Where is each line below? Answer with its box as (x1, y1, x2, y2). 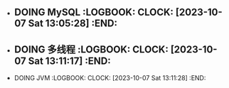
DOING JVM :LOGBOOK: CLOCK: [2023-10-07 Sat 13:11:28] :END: (14, 74, 206, 82)
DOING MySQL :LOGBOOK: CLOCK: (14, 6, 174, 18)
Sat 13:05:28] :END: (28, 18, 117, 30)
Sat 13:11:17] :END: (28, 55, 112, 67)
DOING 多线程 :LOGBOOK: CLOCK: (14, 43, 169, 55)
